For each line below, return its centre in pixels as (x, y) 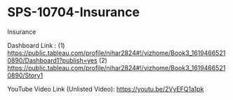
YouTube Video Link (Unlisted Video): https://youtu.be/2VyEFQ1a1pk (106, 89)
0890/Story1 (25, 75)
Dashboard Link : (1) (36, 45)
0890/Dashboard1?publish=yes (52, 60)
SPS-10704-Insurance (74, 12)
